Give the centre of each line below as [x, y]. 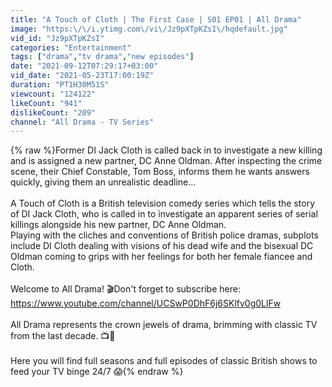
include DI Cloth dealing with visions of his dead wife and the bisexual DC [162, 246]
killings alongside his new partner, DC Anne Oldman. [118, 225]
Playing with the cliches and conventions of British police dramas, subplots [164, 235]
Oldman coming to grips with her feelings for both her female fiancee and [161, 257]
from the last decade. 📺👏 [63, 336]
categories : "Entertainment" [71, 47]
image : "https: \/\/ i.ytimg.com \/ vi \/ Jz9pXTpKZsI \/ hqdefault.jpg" [149, 29]
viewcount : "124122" [53, 94]
